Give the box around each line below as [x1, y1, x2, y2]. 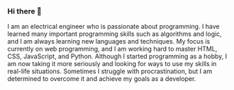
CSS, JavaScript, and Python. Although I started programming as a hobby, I [7, 52, 228, 60]
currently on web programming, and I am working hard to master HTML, [7, 45, 218, 53]
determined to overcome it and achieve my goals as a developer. [7, 75, 196, 83]
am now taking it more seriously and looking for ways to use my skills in [7, 60, 217, 68]
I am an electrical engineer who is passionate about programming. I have [7, 22, 220, 31]
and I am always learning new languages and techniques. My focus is [7, 37, 211, 46]
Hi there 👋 [7, 6, 43, 16]
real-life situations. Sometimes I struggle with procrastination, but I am [7, 67, 213, 76]
